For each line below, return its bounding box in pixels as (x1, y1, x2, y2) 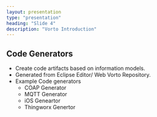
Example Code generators (15, 77, 81, 85)
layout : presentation (6, 9, 62, 15)
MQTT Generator (24, 91, 67, 98)
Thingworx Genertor (24, 104, 76, 111)
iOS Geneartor (24, 97, 61, 104)
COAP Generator (24, 84, 67, 91)
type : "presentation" (6, 15, 62, 21)
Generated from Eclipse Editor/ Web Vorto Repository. (15, 71, 151, 79)
